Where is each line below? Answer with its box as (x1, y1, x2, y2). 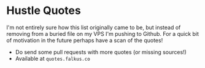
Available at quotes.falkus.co (15, 55, 90, 62)
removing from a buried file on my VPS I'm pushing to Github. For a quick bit (6, 30, 199, 37)
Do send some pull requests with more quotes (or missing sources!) (15, 48, 187, 55)
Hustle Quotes (6, 4, 81, 18)
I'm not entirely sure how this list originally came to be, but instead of (6, 24, 181, 31)
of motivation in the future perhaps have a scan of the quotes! (6, 36, 163, 44)
